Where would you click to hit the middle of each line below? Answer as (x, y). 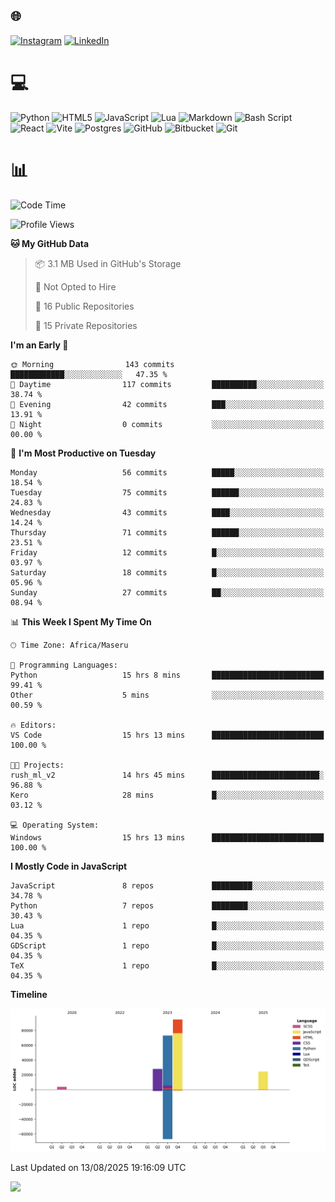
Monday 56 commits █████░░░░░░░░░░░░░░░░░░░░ (167, 472)
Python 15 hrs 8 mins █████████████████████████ (167, 675)
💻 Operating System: (55, 825)
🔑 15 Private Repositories (86, 325)
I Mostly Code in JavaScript (69, 866)
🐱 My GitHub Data (50, 243)
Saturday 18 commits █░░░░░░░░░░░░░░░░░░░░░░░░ (167, 572)
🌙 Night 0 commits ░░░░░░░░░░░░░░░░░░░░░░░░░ (167, 424)
